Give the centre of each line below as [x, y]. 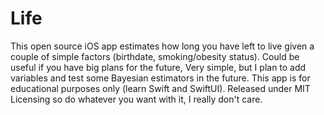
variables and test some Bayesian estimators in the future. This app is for [160, 78]
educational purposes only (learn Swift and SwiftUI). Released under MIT [160, 88]
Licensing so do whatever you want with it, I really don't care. [136, 99]
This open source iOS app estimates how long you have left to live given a [162, 46]
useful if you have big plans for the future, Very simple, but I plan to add [158, 67]
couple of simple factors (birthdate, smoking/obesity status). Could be [155, 56]
